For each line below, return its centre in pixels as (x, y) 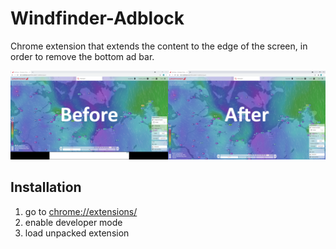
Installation (46, 187)
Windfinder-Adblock (97, 18)
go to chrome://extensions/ (81, 211)
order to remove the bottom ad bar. (82, 56)
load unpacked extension (77, 233)
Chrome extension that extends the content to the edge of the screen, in (159, 46)
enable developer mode (73, 222)
